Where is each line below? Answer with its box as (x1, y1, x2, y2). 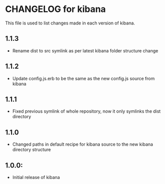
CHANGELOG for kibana (5, 3, 106, 15)
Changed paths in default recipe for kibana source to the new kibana (12, 141, 153, 148)
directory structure (12, 147, 51, 153)
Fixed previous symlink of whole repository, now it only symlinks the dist (12, 108, 161, 114)
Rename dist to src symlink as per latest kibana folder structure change (12, 47, 159, 53)
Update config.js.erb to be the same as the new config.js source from (12, 75, 155, 81)
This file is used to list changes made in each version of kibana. (5, 20, 135, 26)
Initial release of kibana (12, 175, 60, 180)
